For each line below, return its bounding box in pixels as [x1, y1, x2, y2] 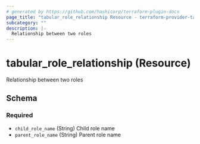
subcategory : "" [6, 20, 46, 26]
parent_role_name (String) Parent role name [14, 131, 121, 138]
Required [6, 111, 33, 120]
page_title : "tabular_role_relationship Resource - [6, 14, 137, 20]
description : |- [6, 25, 46, 32]
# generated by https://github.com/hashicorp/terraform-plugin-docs [6, 8, 180, 15]
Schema [6, 93, 37, 104]
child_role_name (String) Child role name [14, 124, 115, 132]
